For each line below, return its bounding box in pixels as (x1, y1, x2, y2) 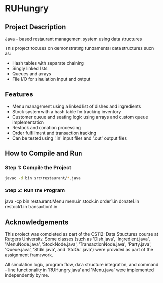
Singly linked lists (12, 65, 48, 71)
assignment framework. (5, 252, 53, 258)
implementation (12, 119, 44, 125)
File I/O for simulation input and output (12, 76, 91, 82)
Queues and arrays (12, 71, 51, 77)
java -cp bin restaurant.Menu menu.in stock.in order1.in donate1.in (5, 198, 139, 204)
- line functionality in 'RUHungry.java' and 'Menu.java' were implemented (5, 267, 154, 273)
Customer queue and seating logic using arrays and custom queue (12, 114, 148, 120)
